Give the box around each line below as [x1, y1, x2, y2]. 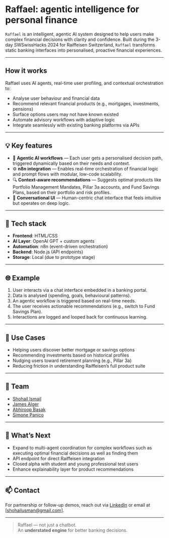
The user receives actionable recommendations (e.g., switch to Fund [12, 303, 155, 309]
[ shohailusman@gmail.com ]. [5, 507, 64, 514]
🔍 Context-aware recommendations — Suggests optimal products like [12, 176, 161, 183]
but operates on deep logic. [12, 200, 70, 206]
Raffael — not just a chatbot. [17, 522, 77, 528]
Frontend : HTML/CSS [12, 233, 58, 239]
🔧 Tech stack [5, 219, 47, 228]
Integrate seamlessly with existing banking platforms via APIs [12, 122, 140, 128]
